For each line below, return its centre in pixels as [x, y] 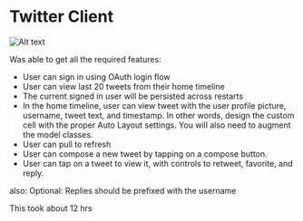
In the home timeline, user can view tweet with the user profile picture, [154, 105]
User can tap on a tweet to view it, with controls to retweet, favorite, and [157, 163]
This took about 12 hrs [51, 208]
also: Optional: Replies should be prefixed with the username [123, 190]
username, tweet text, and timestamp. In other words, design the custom [158, 115]
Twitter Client [62, 17]
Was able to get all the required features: [85, 59]
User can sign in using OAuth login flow [96, 77]
